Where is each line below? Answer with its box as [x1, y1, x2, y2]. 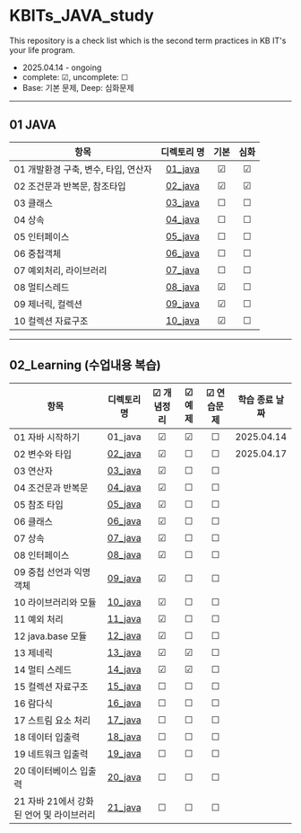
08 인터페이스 [13, 549, 70, 562]
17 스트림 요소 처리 [13, 713, 91, 726]
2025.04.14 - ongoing [21, 62, 102, 73]
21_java [107, 801, 142, 813]
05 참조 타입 [13, 498, 64, 510]
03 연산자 [13, 465, 54, 477]
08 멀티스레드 [13, 280, 70, 293]
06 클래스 [13, 515, 54, 527]
